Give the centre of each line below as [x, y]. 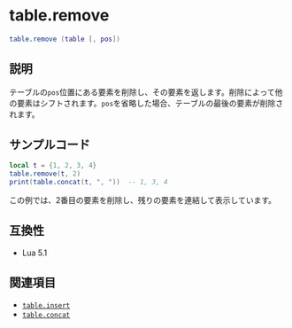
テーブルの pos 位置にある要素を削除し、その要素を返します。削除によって [142, 92]
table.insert [46, 305]
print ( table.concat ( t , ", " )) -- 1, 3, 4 [88, 183]
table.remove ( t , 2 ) [45, 174]
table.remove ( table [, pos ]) [65, 39]
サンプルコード [50, 145]
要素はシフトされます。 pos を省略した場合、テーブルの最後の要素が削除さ [150, 103]
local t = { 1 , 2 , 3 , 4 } [53, 166]
